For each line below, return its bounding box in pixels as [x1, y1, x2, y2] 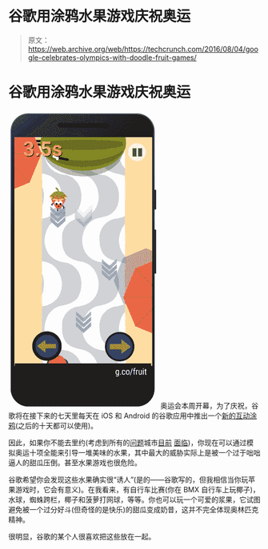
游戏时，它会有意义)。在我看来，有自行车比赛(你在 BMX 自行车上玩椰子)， [14, 484, 260, 494]
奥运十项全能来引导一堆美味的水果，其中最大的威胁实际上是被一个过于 [14, 448, 246, 457]
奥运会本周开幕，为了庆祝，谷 [159, 400, 258, 410]
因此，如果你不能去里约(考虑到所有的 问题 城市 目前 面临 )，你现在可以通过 [8, 437, 247, 448]
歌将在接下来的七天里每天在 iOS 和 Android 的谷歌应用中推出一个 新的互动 [8, 411, 250, 420]
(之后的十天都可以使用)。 [15, 420, 98, 430]
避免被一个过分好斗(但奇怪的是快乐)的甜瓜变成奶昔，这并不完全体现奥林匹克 [8, 504, 259, 514]
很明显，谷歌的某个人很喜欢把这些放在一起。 [8, 531, 156, 541]
